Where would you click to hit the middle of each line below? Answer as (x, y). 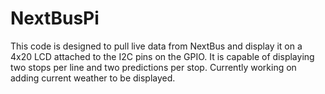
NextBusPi (55, 18)
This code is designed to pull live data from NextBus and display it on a (156, 46)
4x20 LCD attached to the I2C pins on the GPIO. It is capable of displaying (162, 56)
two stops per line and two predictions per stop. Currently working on (153, 67)
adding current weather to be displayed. (93, 78)
